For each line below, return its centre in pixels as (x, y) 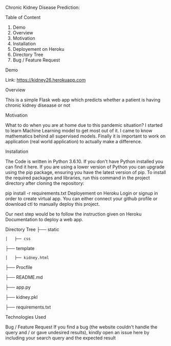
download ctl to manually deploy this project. (52, 204)
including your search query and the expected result (61, 338)
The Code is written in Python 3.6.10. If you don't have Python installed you (84, 161)
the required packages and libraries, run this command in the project (78, 178)
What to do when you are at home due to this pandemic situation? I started (84, 125)
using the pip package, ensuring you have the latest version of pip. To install (86, 172)
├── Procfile (19, 267)
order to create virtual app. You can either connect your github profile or (81, 199)
